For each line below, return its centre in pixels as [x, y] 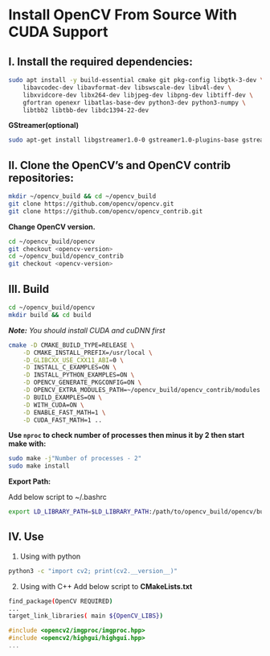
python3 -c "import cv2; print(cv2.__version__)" [93, 571]
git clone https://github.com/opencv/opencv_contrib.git [106, 211]
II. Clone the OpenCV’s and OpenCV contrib [120, 165]
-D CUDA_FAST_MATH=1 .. [63, 420]
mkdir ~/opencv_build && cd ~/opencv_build [82, 196]
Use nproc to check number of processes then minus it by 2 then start [127, 435]
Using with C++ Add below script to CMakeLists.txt [106, 586]
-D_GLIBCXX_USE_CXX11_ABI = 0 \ [74, 360]
